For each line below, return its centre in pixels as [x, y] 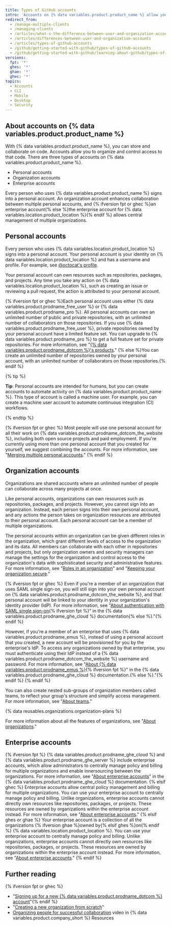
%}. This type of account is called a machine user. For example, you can [81, 397]
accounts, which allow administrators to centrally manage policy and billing [84, 765]
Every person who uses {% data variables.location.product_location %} [80, 249]
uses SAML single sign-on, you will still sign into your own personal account [85, 589]
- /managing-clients [32, 29]
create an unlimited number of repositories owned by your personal [76, 355]
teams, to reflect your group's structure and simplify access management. [83, 695]
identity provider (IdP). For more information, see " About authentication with [85, 605]
